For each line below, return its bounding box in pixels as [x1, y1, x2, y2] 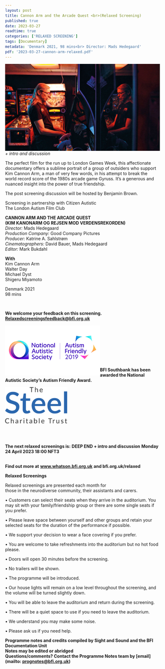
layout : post [5, 8, 32, 13]
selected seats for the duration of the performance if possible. [5, 523, 131, 528]
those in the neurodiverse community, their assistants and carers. [5, 488, 137, 494]
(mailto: [5, 659, 22, 665]
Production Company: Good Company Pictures [5, 231, 100, 236]
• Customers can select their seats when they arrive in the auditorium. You [5, 497, 156, 503]
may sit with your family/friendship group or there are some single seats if [5, 502, 155, 508]
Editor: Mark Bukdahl [5, 246, 48, 252]
